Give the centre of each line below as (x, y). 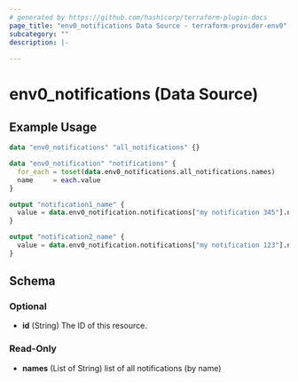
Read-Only (33, 349)
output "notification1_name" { (67, 204)
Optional (28, 306)
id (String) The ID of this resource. (85, 326)
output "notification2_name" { (67, 237)
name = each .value (59, 180)
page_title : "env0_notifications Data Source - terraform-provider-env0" (149, 26)
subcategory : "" (39, 34)
